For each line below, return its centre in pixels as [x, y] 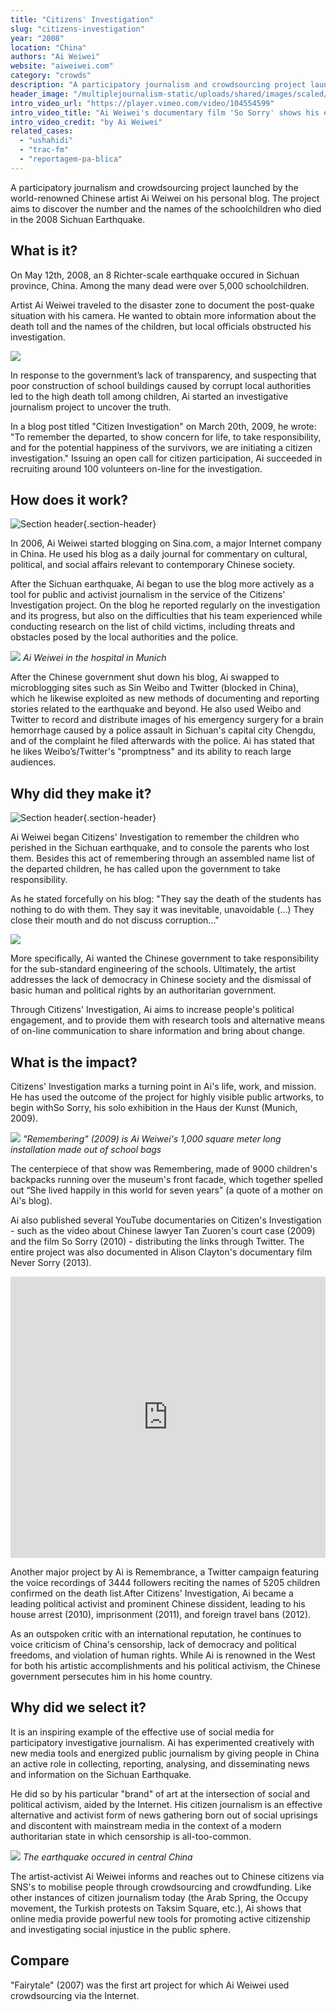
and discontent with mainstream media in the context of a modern [146, 1825]
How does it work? [69, 499]
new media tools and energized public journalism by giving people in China [165, 1753]
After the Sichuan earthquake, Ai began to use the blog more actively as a [162, 584]
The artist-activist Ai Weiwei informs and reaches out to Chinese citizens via [167, 1876]
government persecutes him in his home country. [111, 1676]
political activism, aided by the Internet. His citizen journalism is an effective [166, 1804]
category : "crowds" [51, 76]
